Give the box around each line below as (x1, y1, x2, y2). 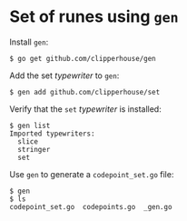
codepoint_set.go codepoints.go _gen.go (9, 202, 172, 211)
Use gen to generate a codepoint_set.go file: (9, 168, 174, 179)
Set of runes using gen (9, 6, 179, 27)
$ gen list (9, 121, 51, 130)
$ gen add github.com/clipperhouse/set (9, 87, 161, 96)
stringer (17, 145, 51, 154)
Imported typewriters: (9, 129, 95, 138)
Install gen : (9, 36, 49, 47)
